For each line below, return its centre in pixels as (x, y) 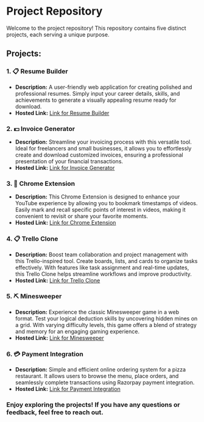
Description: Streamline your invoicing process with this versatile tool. (103, 142)
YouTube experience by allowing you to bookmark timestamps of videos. (106, 203)
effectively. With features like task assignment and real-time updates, (102, 267)
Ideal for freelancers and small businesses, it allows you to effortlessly (103, 148)
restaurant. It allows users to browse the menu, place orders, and (97, 376)
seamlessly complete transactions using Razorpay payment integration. (105, 382)
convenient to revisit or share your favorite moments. (81, 216)
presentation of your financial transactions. (69, 161)
